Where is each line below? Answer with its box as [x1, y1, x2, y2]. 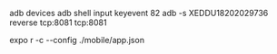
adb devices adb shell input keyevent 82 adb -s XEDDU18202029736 [9, 8, 269, 18]
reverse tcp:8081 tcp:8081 [9, 17, 107, 28]
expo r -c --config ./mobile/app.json [9, 35, 145, 45]
